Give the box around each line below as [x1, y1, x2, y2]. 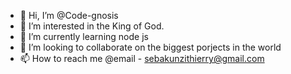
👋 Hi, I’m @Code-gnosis [19, 10, 119, 21]
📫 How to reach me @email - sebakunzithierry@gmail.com [19, 53, 265, 64]
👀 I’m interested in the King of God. [19, 20, 165, 32]
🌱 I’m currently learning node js [19, 31, 149, 42]
